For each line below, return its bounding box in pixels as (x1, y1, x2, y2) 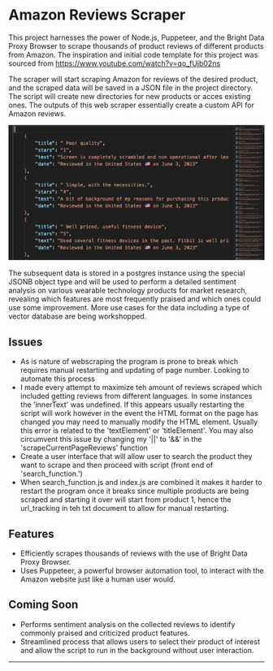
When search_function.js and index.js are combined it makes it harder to (19, 478, 262, 487)
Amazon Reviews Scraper (8, 6, 186, 24)
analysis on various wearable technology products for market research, (8, 286, 248, 296)
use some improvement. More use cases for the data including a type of (8, 303, 250, 313)
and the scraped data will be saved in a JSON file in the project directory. (8, 83, 253, 93)
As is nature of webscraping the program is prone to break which (19, 357, 238, 366)
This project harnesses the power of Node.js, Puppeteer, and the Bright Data (8, 32, 265, 42)
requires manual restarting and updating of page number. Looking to (19, 366, 249, 375)
